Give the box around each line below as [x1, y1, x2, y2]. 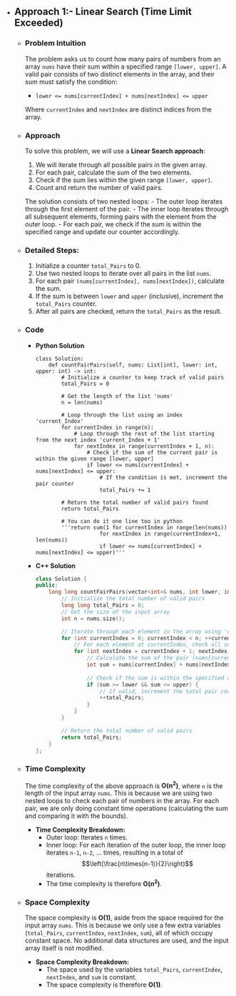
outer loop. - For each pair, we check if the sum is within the [24, 219, 202, 228]
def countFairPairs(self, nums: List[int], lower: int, [48, 361, 218, 369]
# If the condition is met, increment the [99, 474, 227, 481]
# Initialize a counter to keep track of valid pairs [61, 374, 225, 381]
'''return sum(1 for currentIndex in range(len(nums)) [61, 524, 227, 531]
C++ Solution [35, 561, 76, 570]
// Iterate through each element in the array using [61, 628, 221, 635]
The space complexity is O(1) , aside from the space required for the [24, 914, 225, 922]
